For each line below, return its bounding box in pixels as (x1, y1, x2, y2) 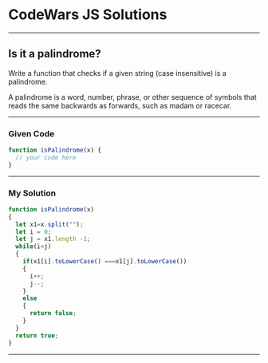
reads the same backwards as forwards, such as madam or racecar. (8, 101, 232, 110)
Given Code (8, 128, 55, 139)
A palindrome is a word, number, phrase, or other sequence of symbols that (8, 92, 257, 101)
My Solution (8, 187, 57, 199)
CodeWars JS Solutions (8, 6, 167, 24)
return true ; (15, 331, 59, 340)
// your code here (15, 153, 77, 161)
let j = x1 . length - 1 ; (15, 235, 91, 243)
